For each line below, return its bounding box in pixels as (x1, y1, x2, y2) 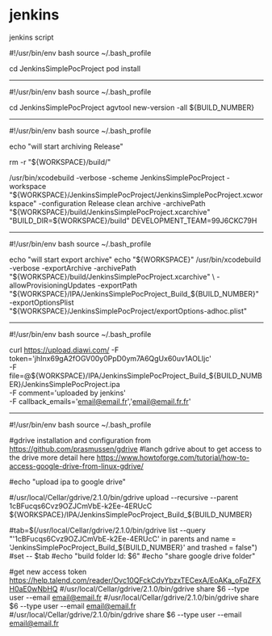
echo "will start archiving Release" (9, 141, 123, 151)
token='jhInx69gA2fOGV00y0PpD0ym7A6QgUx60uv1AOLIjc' (9, 353, 212, 363)
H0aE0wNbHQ (9, 583, 59, 593)
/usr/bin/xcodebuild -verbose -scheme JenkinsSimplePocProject (9, 172, 225, 183)
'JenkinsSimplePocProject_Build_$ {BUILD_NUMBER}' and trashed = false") (9, 542, 257, 552)
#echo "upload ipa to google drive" (9, 477, 126, 486)
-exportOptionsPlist (9, 297, 74, 307)
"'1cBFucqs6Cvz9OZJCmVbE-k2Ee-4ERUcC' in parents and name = (9, 533, 236, 543)
